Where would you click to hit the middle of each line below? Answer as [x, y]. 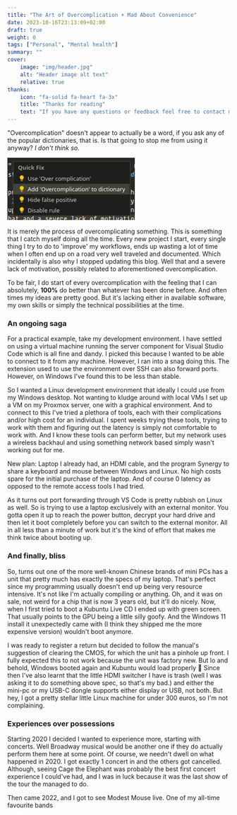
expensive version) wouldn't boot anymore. [70, 631]
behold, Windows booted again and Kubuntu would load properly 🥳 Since [114, 667]
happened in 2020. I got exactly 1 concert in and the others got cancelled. [115, 761]
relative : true [42, 82]
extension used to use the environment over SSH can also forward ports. [113, 369]
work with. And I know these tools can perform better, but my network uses [117, 435]
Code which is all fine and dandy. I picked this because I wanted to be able [116, 354]
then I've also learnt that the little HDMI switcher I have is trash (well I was [115, 675]
